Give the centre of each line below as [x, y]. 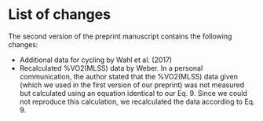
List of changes [60, 15]
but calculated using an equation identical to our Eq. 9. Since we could [133, 93]
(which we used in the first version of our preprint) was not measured [132, 85]
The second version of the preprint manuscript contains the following [120, 36]
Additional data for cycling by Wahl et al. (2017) [96, 60]
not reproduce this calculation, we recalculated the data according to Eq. [137, 101]
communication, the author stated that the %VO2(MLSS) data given [128, 76]
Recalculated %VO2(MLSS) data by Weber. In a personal [111, 68]
